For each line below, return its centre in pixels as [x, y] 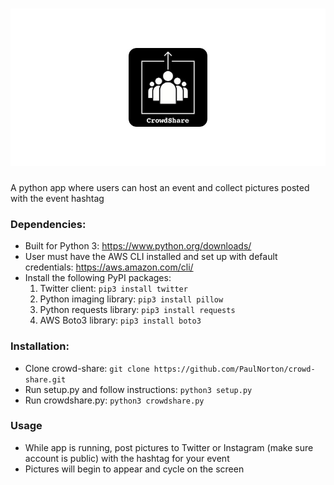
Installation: [40, 346]
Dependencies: [48, 224]
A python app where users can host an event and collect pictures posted [160, 187]
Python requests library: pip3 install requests [137, 310]
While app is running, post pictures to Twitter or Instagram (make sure [169, 447]
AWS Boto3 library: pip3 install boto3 [120, 320]
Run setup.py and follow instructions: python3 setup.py [138, 389]
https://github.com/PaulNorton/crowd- [234, 369]
